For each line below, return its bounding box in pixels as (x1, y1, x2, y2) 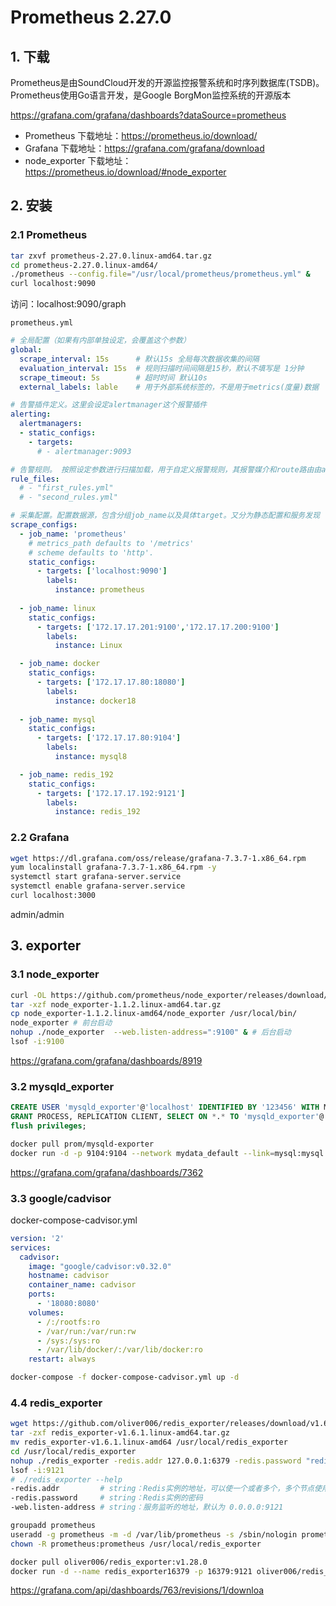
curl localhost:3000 (10, 891, 97, 901)
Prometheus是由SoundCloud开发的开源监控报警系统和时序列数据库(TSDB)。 (10, 77, 325, 88)
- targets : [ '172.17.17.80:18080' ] (36, 677, 186, 688)
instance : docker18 (54, 696, 137, 706)
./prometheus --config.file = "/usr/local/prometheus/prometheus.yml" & (10, 269, 311, 280)
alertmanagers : (19, 419, 83, 429)
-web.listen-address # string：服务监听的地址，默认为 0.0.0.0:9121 (10, 1502, 284, 1513)
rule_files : (10, 474, 60, 484)
